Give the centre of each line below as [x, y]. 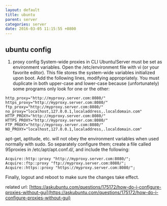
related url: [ [18, 187]
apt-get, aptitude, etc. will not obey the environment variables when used [82, 138]
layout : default [22, 10]
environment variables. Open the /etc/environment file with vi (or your [86, 67]
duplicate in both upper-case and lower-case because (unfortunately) [86, 83]
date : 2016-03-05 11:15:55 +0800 [41, 29]
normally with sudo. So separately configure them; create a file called [78, 144]
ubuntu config [28, 50]
